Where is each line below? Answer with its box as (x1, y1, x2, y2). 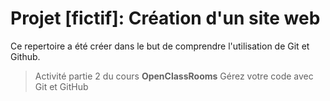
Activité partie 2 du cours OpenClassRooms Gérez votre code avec (34, 70, 314, 82)
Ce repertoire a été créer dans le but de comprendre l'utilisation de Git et (10, 40, 310, 52)
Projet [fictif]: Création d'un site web (10, 7, 321, 30)
